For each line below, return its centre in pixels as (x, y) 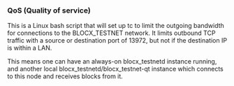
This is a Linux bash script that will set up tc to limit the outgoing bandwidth (116, 26)
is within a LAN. (30, 48)
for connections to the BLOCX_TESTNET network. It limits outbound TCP (111, 33)
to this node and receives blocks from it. (65, 76)
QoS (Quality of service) (49, 10)
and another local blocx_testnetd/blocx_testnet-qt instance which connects (115, 69)
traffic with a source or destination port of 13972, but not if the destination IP (117, 41)
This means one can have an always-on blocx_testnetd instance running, (112, 62)
